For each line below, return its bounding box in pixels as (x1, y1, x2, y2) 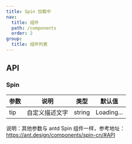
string (74, 108, 90, 116)
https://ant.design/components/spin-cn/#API (6, 131, 115, 138)
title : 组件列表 (11, 42, 48, 48)
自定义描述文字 (27, 108, 69, 116)
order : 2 (11, 31, 33, 36)
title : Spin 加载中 (6, 8, 51, 15)
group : (6, 36, 22, 42)
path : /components (11, 25, 57, 31)
